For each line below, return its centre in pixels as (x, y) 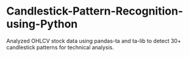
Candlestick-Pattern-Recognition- (95, 11)
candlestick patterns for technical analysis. (60, 47)
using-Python (42, 24)
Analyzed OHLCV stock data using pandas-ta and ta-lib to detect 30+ (94, 41)
